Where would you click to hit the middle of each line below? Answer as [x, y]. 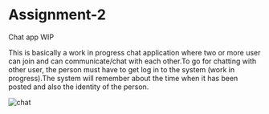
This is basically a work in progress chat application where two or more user [134, 52]
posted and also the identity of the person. [79, 87]
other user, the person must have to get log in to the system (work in [122, 69]
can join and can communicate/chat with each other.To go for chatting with [132, 61]
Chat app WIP [31, 37]
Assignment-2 [57, 15]
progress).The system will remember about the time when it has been [123, 78]
